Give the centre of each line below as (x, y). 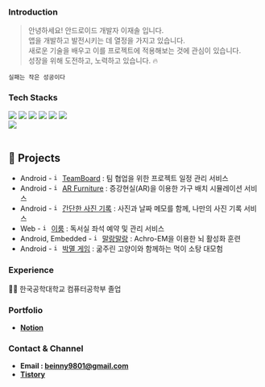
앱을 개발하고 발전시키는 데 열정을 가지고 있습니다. (106, 41)
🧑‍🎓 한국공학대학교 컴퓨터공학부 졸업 (65, 289)
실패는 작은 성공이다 (37, 78)
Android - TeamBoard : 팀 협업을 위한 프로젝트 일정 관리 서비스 (124, 179)
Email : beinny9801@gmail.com (74, 366)
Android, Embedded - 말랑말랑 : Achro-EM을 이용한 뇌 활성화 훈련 (130, 239)
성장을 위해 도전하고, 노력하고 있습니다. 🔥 (93, 61)
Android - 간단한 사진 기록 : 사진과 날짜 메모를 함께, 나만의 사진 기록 (131, 208)
